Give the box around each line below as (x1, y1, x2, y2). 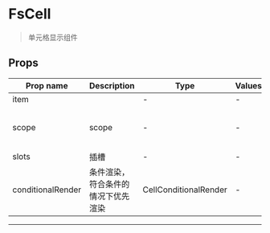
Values (235, 80, 263, 91)
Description (88, 80, 135, 91)
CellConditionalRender (142, 184, 227, 195)
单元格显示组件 (27, 32, 78, 42)
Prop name (25, 80, 68, 91)
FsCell (8, 5, 51, 23)
